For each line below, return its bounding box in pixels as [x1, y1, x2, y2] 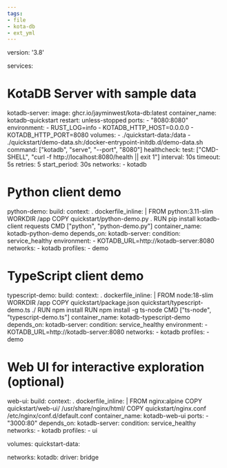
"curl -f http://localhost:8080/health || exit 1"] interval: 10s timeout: [30, 153, 221, 161]
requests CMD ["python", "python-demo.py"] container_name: [23, 222, 202, 230]
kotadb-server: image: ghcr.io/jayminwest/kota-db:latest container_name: [7, 109, 217, 118]
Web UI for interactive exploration [7, 359, 205, 375]
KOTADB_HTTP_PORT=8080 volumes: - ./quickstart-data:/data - [7, 131, 191, 139]
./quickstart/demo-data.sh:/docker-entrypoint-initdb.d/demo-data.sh [7, 138, 204, 147]
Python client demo [7, 185, 122, 200]
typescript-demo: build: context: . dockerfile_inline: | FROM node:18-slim [7, 291, 214, 299]
